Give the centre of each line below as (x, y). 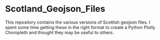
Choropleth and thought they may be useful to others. (60, 32)
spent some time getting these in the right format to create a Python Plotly (80, 27)
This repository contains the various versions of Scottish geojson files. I (78, 22)
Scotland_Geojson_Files (55, 9)
